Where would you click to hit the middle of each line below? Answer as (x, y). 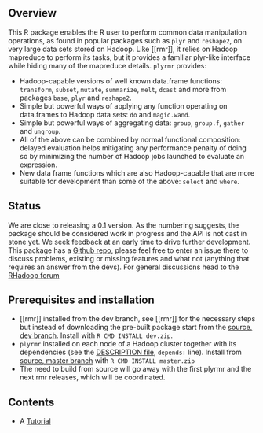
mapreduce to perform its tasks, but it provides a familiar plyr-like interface (130, 57)
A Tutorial (35, 421)
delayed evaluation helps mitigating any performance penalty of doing (133, 148)
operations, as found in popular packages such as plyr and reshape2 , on (125, 40)
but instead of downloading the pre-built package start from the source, (136, 328)
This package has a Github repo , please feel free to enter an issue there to (128, 250)
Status (25, 206)
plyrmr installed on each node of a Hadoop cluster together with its (128, 344)
